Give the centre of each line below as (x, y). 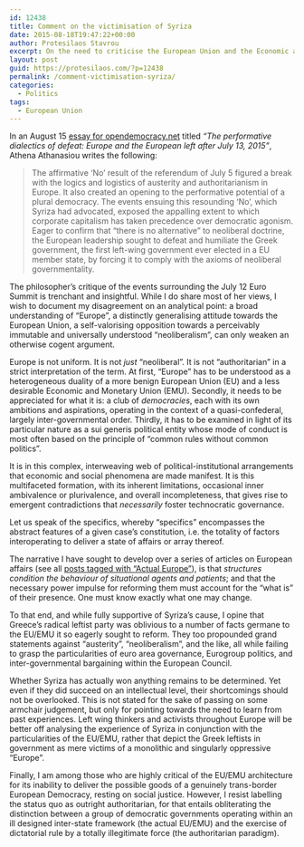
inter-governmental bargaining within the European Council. (121, 663)
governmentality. (63, 269)
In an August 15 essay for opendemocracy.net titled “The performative (141, 136)
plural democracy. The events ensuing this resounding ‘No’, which (154, 202)
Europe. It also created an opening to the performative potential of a (158, 192)
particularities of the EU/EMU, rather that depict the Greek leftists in (135, 738)
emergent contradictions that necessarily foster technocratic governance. (147, 505)
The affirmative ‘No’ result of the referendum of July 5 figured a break (161, 173)
